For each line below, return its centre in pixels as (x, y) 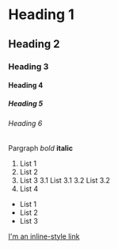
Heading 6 (25, 124)
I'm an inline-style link (44, 236)
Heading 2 (34, 44)
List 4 (29, 189)
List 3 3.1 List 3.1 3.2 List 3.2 (65, 180)
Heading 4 (26, 86)
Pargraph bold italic (41, 147)
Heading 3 (29, 67)
